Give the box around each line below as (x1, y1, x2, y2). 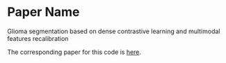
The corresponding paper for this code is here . (7, 48, 141, 56)
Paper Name (7, 4, 80, 20)
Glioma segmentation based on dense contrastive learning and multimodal (7, 27, 220, 35)
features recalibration (7, 34, 69, 42)
